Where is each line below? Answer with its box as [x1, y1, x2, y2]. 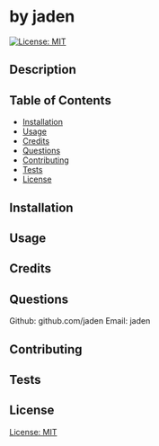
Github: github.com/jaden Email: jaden [9, 316, 151, 326]
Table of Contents [9, 93, 112, 108]
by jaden [9, 6, 75, 27]
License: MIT [9, 426, 57, 437]
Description [9, 62, 76, 77]
